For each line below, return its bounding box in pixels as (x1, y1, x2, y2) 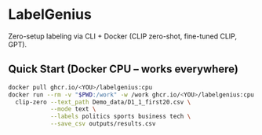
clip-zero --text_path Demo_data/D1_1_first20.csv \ (15, 98, 191, 106)
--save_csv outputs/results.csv (49, 120, 156, 128)
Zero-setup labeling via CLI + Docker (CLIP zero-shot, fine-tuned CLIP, (8, 31, 238, 41)
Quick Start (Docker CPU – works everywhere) (8, 63, 239, 76)
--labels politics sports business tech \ (49, 112, 191, 121)
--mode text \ (49, 105, 96, 113)
